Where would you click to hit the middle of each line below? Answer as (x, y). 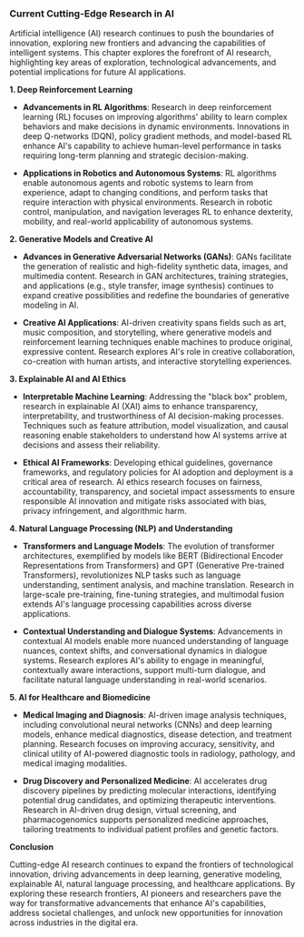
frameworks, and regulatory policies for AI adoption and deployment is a (157, 472)
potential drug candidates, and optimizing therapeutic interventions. (149, 801)
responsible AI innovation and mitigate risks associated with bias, (144, 501)
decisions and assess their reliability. (91, 445)
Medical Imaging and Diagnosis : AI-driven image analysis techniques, (155, 715)
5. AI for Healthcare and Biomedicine (80, 698)
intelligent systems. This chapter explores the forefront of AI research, (141, 53)
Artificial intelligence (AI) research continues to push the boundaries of (142, 34)
